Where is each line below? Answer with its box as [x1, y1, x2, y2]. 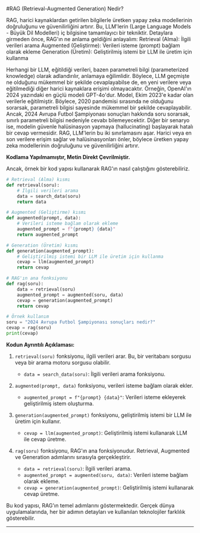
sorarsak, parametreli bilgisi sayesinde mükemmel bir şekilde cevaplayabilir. [6, 104, 192, 111]
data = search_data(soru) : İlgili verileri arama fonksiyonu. [23, 370, 165, 378]
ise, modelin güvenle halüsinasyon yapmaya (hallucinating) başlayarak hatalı [6, 123, 193, 130]
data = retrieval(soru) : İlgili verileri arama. [23, 465, 132, 472]
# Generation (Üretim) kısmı [6, 242, 79, 248]
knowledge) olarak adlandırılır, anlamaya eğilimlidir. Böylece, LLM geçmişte [6, 73, 190, 79]
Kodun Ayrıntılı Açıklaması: [6, 341, 75, 348]
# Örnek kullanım [6, 314, 49, 320]
